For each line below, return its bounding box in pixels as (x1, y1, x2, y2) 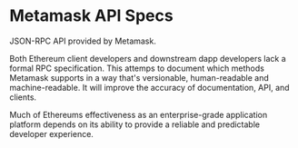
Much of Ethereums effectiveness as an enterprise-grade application (9, 109, 268, 120)
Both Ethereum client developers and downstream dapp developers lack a (9, 53, 286, 64)
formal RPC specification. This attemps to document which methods (9, 63, 265, 74)
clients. (9, 92, 37, 103)
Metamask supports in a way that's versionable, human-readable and (9, 72, 270, 83)
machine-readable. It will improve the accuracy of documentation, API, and (9, 82, 290, 93)
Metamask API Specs (9, 5, 174, 26)
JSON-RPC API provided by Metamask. (9, 35, 156, 46)
